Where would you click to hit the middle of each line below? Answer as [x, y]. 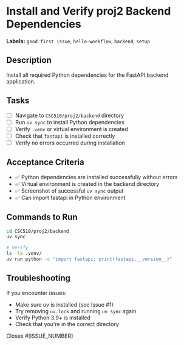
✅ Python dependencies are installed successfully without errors [96, 177]
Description [29, 60]
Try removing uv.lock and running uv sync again [76, 311]
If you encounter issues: [36, 293]
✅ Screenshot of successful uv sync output [69, 191]
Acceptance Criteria [45, 162]
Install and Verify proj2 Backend [89, 11]
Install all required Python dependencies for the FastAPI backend [87, 75]
